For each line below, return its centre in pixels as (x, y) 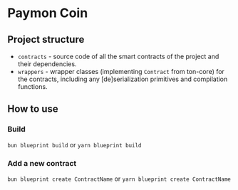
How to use (33, 109)
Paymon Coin (48, 13)
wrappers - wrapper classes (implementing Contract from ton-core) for (121, 72)
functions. (32, 86)
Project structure (46, 39)
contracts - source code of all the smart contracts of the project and (118, 56)
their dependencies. (47, 64)
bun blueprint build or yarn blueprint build (74, 144)
